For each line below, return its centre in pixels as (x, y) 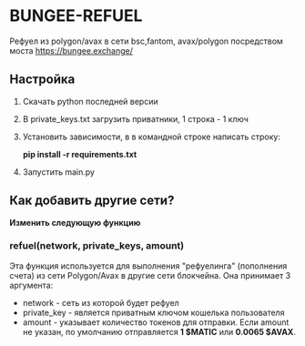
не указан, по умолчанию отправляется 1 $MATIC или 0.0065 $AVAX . (159, 331)
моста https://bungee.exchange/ (71, 50)
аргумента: (31, 285)
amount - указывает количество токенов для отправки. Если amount (156, 322)
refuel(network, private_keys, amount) (97, 246)
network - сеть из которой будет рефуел (101, 302)
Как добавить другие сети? (92, 201)
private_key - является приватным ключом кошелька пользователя (153, 312)
